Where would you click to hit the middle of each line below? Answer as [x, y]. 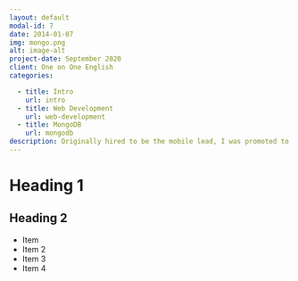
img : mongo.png [37, 42]
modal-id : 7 [31, 26]
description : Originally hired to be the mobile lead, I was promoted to [149, 142]
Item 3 [34, 259]
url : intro [46, 100]
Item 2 [34, 249]
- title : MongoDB [50, 125]
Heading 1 [47, 186]
